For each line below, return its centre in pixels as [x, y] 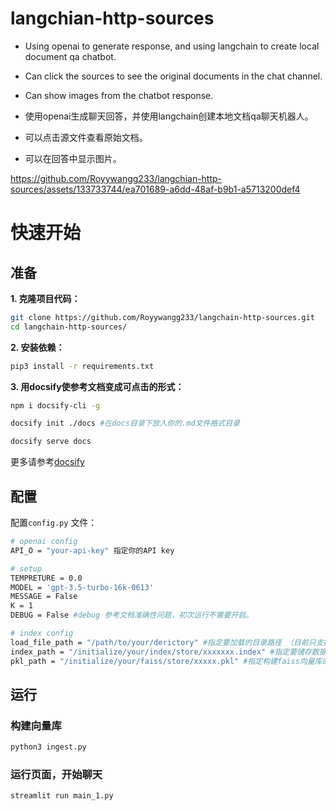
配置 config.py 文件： [54, 522]
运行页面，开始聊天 [56, 774]
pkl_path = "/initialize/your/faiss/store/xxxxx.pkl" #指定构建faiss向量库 [166, 661]
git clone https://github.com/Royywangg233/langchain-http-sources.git [162, 317]
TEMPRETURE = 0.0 [46, 578]
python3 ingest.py [48, 747]
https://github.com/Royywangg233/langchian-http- [116, 178]
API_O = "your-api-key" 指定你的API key [92, 550]
